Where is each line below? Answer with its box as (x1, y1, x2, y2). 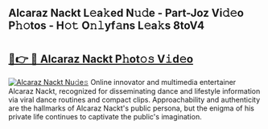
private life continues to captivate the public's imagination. (8, 112, 203, 121)
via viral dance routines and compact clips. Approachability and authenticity (8, 95, 261, 104)
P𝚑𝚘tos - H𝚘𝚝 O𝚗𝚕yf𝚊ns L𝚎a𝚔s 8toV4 (8, 19, 205, 33)
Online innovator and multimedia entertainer (90, 78, 237, 87)
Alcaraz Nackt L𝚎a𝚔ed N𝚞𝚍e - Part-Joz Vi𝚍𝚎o (8, 6, 244, 20)
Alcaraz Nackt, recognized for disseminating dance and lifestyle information (8, 87, 261, 95)
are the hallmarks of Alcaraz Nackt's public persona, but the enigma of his (8, 103, 255, 113)
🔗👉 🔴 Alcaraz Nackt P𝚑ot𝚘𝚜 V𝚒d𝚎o (8, 52, 194, 66)
